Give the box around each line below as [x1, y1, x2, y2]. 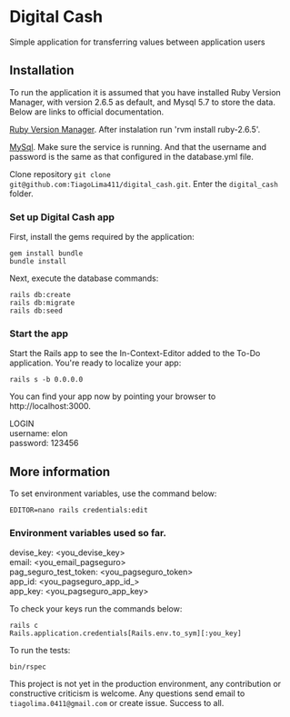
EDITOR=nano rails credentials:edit [9, 506, 148, 515]
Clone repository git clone [9, 168, 111, 179]
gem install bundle [9, 249, 84, 258]
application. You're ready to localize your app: [9, 357, 182, 369]
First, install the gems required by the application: [9, 232, 195, 243]
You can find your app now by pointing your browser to [9, 391, 216, 402]
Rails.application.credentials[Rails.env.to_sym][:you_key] [9, 629, 243, 638]
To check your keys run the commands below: [9, 603, 183, 614]
